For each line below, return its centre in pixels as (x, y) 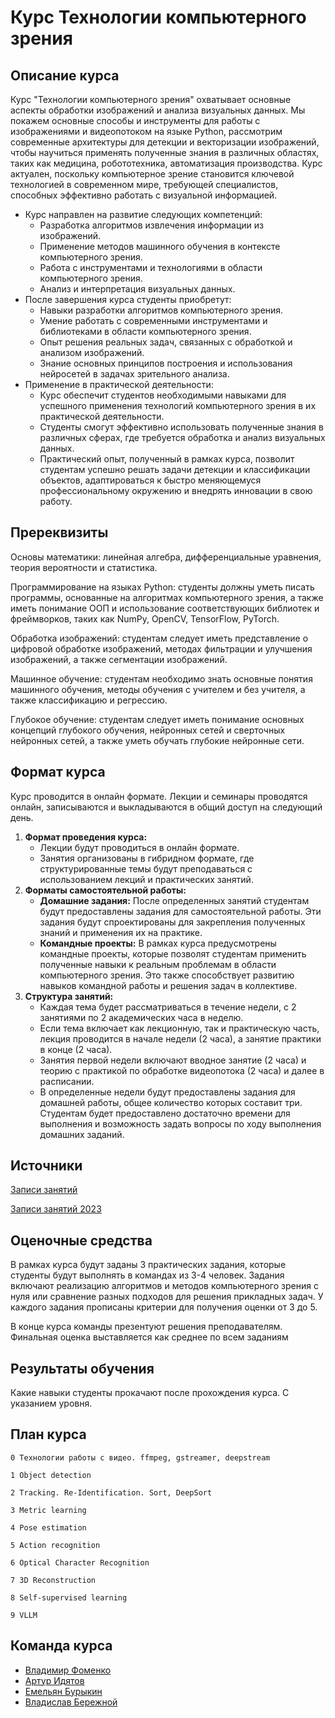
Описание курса (65, 75)
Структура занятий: (69, 996)
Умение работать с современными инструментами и (153, 320)
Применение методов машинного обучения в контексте (160, 246)
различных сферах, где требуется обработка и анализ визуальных (182, 437)
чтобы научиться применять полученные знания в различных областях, (165, 152)
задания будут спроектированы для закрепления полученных (172, 922)
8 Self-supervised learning (69, 1597)
